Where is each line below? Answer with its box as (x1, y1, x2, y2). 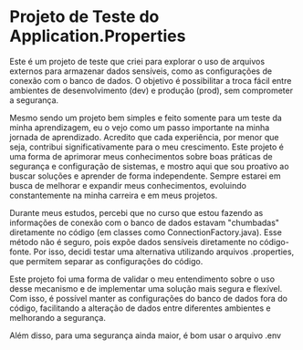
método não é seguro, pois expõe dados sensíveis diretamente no (9, 236, 258, 247)
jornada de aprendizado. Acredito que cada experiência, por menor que (9, 131, 279, 142)
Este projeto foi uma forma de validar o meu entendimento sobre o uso (9, 273, 276, 284)
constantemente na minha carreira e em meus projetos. (9, 190, 218, 201)
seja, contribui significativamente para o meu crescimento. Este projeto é (9, 141, 285, 152)
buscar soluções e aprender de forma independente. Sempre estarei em (9, 170, 281, 181)
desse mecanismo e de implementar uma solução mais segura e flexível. (9, 283, 283, 293)
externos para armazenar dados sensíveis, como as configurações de (9, 66, 272, 77)
